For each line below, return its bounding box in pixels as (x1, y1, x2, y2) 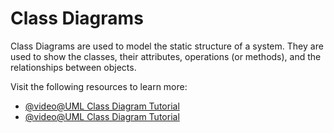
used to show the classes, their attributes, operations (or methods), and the (10, 50, 322, 62)
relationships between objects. (10, 61, 137, 73)
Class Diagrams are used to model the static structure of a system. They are (10, 40, 324, 52)
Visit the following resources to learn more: (10, 80, 188, 92)
